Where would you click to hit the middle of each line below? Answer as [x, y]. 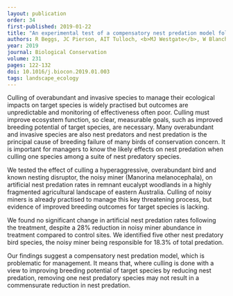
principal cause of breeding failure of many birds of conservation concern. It [116, 142]
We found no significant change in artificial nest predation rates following [112, 220]
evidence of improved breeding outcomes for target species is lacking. [108, 207]
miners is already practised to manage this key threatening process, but [110, 200]
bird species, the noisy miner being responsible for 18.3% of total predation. [115, 243]
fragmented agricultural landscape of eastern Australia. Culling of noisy [109, 192]
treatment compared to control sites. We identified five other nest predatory [115, 235]
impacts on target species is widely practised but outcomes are [98, 105]
